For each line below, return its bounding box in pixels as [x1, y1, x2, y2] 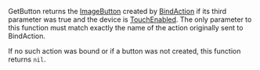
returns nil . [8, 54, 46, 64]
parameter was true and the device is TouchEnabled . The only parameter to [8, 15, 252, 24]
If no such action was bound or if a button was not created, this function [8, 47, 241, 55]
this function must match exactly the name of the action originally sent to [8, 23, 244, 32]
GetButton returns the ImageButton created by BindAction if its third [8, 7, 227, 16]
